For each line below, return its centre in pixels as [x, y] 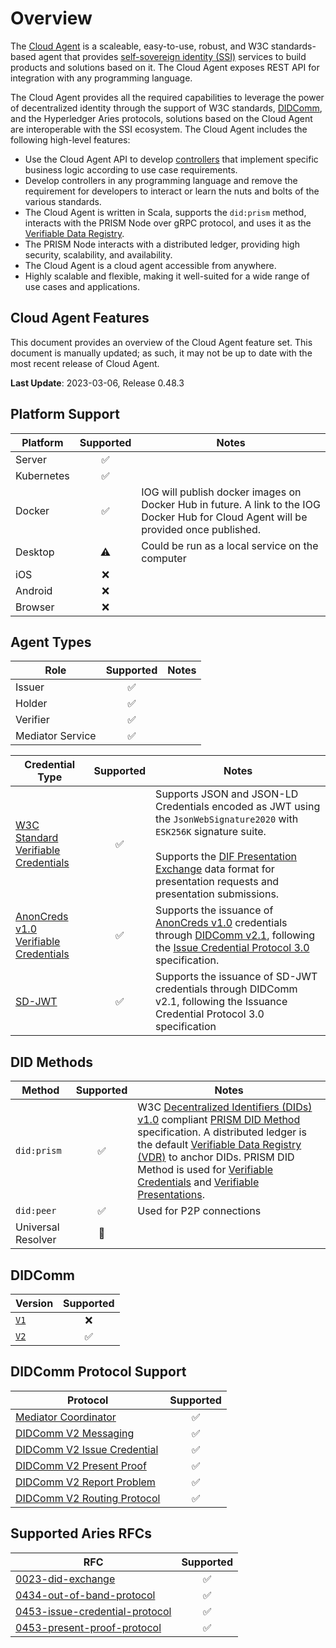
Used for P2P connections [199, 1211]
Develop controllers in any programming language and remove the [161, 180]
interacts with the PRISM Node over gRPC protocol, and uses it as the [168, 223]
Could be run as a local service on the [230, 545]
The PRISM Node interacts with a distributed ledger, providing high [162, 244]
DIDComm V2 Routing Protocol [88, 1498]
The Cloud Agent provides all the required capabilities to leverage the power [167, 97]
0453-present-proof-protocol [88, 1627]
